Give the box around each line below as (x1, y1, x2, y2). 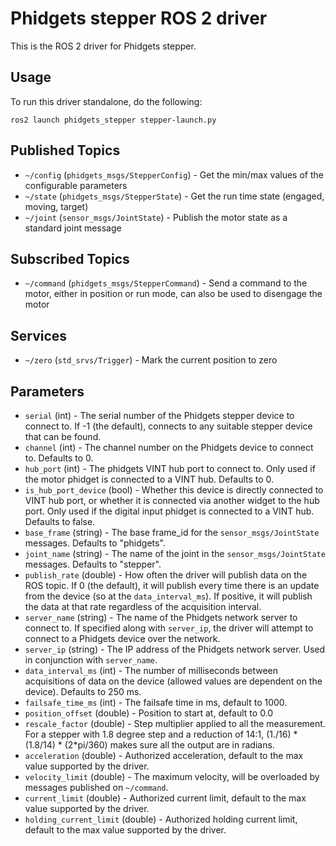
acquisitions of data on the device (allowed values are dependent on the (24, 675, 323, 687)
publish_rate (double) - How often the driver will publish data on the (24, 569, 308, 581)
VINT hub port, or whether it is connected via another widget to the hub (24, 495, 320, 506)
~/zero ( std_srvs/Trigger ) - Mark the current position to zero (24, 354, 278, 366)
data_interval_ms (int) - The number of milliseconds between (24, 665, 278, 676)
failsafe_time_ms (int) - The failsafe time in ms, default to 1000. (24, 697, 288, 708)
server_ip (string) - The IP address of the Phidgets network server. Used (24, 643, 326, 655)
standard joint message (24, 222, 122, 234)
